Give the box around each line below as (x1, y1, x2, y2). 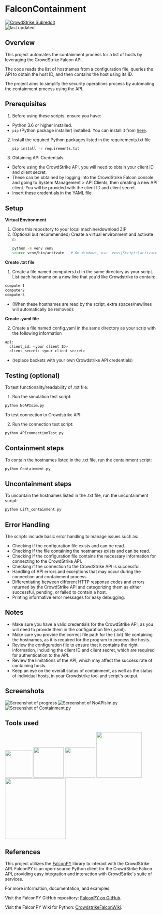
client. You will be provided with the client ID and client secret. (12, 185, 136, 191)
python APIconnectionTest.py (5, 430, 64, 435)
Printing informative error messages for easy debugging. (12, 594, 125, 600)
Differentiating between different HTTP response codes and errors (12, 579, 145, 585)
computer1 (5, 283, 25, 288)
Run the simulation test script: (12, 394, 72, 400)
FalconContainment (5, 3, 86, 15)
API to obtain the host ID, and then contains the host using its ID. (5, 71, 133, 77)
